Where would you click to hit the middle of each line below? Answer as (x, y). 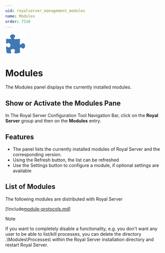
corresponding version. (37, 154)
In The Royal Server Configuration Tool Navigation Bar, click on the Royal (82, 116)
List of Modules (30, 187)
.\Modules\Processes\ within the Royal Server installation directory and (80, 239)
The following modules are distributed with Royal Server (64, 199)
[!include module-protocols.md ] (38, 209)
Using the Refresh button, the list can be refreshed (66, 160)
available (22, 171)
